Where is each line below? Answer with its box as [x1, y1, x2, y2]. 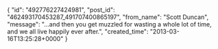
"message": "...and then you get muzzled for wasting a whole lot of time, [7, 20, 213, 28]
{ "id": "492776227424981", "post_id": [7, 6, 115, 14]
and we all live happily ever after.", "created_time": [7, 27, 149, 35]
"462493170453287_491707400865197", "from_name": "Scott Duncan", [7, 13, 209, 21]
